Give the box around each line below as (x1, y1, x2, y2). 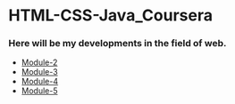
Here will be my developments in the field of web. (8, 37, 227, 50)
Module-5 (21, 85, 58, 96)
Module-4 (21, 76, 59, 87)
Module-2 (21, 57, 58, 68)
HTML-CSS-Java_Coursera (8, 5, 214, 26)
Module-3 (21, 67, 59, 77)
